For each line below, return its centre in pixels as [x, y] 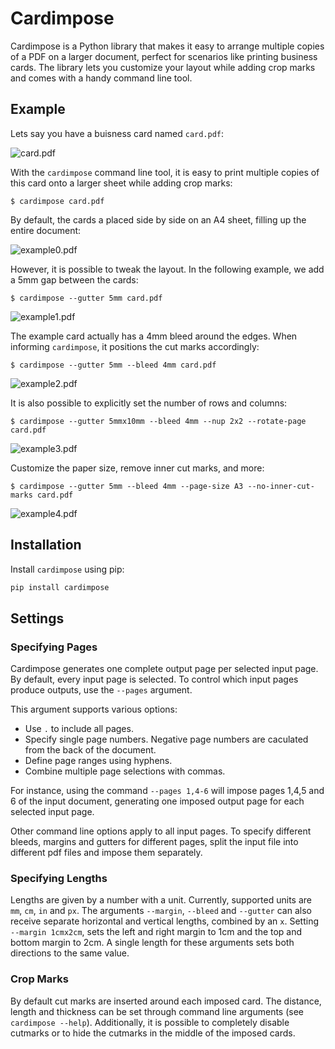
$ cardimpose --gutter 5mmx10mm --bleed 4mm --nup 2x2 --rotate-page [158, 421]
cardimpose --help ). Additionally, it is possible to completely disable [150, 1022]
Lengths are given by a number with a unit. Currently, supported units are [161, 900]
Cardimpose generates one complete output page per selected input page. [164, 669]
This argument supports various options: [94, 709]
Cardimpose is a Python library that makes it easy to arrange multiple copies [167, 46]
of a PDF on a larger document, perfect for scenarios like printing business [164, 56]
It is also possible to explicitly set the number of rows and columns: [149, 403]
